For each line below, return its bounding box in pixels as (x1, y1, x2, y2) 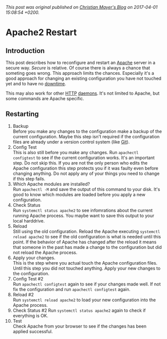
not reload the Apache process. (12, 249, 78, 255)
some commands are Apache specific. (5, 96, 84, 101)
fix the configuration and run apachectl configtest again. (12, 286, 131, 292)
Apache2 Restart (5, 27, 77, 38)
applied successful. (12, 328, 53, 334)
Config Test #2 (12, 276, 44, 282)
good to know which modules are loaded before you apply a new (12, 191, 146, 197)
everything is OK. (12, 312, 49, 319)
